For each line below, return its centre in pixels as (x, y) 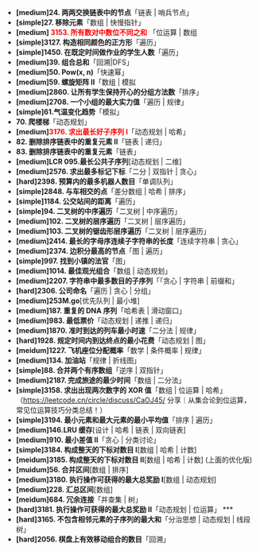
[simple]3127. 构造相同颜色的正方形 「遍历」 (88, 42)
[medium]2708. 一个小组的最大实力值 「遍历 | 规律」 (102, 102)
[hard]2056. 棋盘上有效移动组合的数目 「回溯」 (93, 539)
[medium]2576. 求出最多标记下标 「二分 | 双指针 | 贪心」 (108, 171)
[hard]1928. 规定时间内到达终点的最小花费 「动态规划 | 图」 (113, 340)
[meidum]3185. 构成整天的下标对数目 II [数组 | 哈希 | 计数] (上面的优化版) (134, 460)
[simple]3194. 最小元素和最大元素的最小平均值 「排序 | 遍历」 (116, 420)
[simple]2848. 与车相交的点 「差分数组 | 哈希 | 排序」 (103, 191)
